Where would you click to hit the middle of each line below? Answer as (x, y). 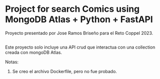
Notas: (12, 62)
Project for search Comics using (72, 9)
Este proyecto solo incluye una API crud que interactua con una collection (80, 47)
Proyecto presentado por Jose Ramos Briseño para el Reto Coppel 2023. (79, 33)
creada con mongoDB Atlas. (34, 53)
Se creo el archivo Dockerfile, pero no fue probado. (64, 72)
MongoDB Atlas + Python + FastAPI (79, 19)
